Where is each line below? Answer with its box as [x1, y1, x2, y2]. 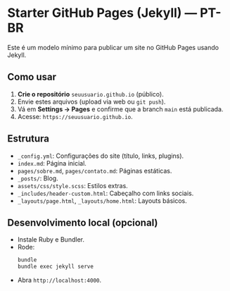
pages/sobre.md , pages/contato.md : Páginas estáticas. [17, 166, 172, 175]
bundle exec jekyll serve [17, 263, 94, 271]
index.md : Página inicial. [17, 159, 87, 167]
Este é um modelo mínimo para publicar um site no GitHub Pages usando [7, 43, 219, 51]
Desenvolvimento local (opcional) [7, 216, 158, 228]
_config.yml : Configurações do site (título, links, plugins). [17, 151, 184, 160]
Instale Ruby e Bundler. [17, 235, 84, 244]
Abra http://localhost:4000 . [17, 276, 102, 285]
